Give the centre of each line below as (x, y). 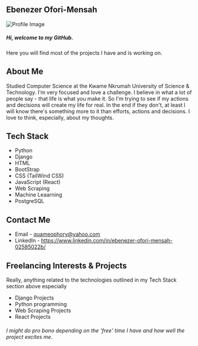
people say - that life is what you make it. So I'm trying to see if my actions (98, 98)
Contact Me (28, 220)
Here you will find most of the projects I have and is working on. (84, 52)
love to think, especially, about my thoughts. (60, 117)
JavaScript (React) (37, 182)
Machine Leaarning (38, 195)
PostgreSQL (29, 201)
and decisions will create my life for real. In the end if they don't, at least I (96, 105)
